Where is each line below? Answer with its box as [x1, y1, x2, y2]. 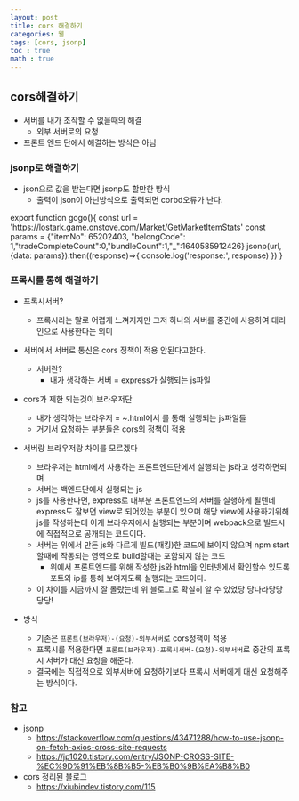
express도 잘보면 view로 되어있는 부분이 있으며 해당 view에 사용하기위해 [36, 506, 290, 517]
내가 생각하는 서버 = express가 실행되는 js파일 [49, 375, 212, 385]
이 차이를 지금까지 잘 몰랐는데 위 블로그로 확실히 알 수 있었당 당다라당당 [36, 584, 284, 595]
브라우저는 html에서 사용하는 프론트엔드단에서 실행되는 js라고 [36, 462, 249, 473]
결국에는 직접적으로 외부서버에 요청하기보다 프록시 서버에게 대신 [36, 667, 258, 677]
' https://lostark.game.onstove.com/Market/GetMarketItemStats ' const [10, 222, 266, 232]
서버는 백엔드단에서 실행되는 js [36, 484, 143, 495]
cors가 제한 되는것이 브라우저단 [22, 393, 133, 405]
